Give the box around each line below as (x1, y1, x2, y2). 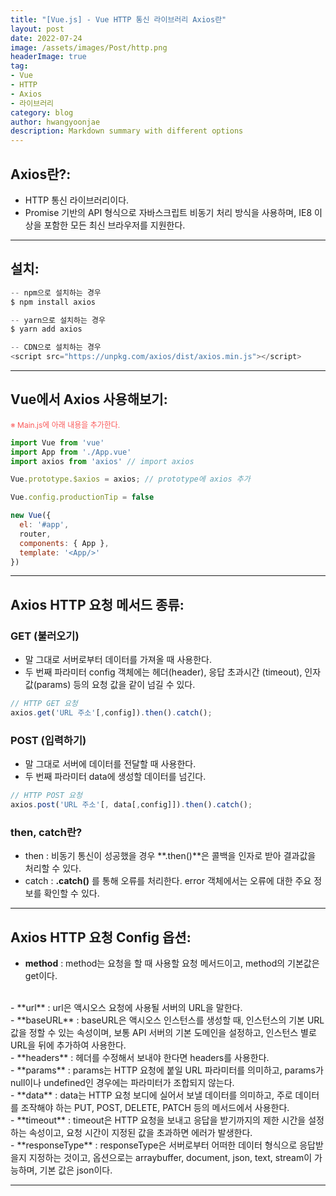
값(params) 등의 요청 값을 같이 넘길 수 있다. (24, 679, 196, 691)
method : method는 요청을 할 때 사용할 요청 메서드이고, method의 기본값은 (24, 957, 320, 970)
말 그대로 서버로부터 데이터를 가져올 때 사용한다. (24, 654, 212, 666)
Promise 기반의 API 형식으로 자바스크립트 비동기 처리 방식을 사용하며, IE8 (24, 206, 313, 218)
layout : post (10, 24, 65, 34)
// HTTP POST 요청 (10, 791, 83, 801)
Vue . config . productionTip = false (10, 492, 155, 503)
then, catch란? (10, 825, 83, 839)
